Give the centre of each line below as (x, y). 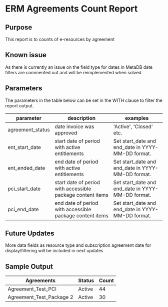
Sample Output (29, 266)
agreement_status (29, 129)
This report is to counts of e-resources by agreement (60, 39)
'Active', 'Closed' (133, 126)
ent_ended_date (26, 168)
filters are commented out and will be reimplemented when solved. (74, 72)
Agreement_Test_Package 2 (40, 297)
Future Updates (30, 234)
